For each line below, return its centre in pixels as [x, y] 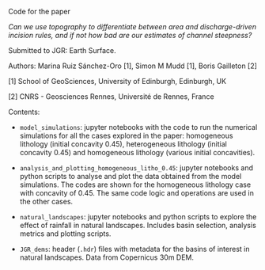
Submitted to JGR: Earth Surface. [62, 50]
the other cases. [46, 202]
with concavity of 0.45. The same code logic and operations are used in [137, 193]
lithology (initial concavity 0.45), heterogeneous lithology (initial [123, 144]
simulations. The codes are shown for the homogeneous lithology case [135, 184]
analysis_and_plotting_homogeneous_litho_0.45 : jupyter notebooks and [136, 168]
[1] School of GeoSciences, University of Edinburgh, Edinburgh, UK [117, 81]
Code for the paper [40, 11]
